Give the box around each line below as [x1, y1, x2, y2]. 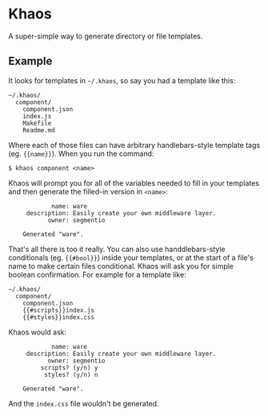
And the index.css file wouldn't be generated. [8, 398, 159, 408]
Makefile [22, 119, 52, 127]
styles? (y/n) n [43, 370, 98, 378]
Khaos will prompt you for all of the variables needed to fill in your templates [8, 178, 260, 188]
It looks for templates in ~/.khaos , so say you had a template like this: [8, 75, 236, 85]
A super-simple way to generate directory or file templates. [8, 31, 203, 41]
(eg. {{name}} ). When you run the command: [8, 149, 154, 158]
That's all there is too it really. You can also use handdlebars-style [8, 244, 226, 254]
